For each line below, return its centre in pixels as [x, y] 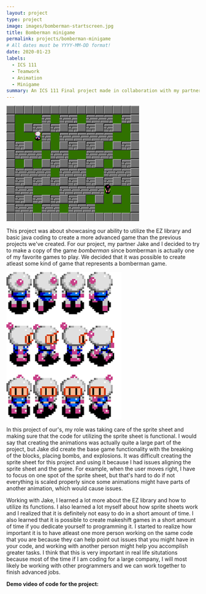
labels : [16, 58]
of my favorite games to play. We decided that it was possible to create [96, 257]
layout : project [27, 13]
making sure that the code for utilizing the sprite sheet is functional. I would [101, 436]
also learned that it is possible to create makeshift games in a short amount [101, 520]
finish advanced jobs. [33, 572]
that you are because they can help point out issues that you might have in [101, 540]
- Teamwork [26, 71]
